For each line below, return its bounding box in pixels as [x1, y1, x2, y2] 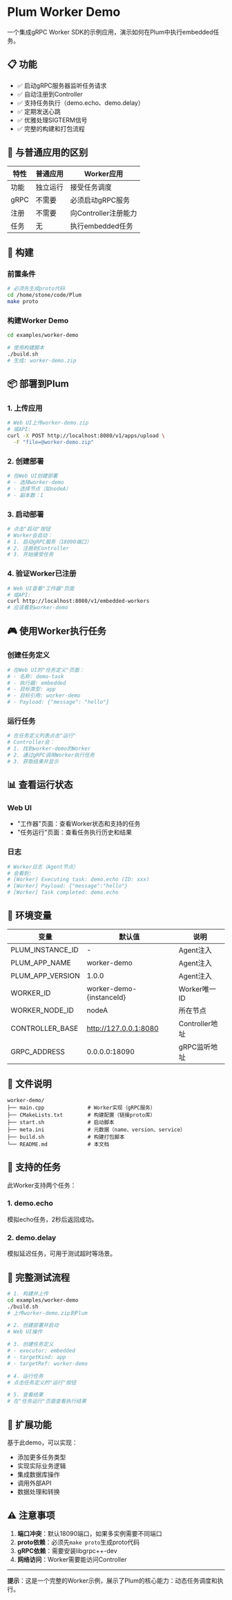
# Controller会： [7, 739, 55, 746]
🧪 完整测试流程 [7, 1271, 70, 1283]
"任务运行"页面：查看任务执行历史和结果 [17, 828, 133, 836]
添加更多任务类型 [17, 1453, 66, 1461]
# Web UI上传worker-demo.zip [7, 419, 89, 427]
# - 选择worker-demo [7, 479, 64, 486]
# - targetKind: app [7, 1353, 67, 1360]
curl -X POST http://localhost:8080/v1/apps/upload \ [7, 432, 166, 439]
